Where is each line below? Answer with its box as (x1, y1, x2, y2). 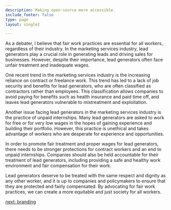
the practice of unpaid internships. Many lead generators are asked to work (5, 115, 165, 121)
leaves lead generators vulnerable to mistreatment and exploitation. (5, 99, 147, 106)
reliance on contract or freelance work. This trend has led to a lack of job (5, 77, 159, 83)
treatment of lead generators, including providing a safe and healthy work (5, 157, 161, 163)
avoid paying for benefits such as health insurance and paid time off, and (5, 94, 160, 100)
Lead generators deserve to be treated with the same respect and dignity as (5, 173, 166, 179)
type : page (5, 17, 29, 22)
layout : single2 (5, 22, 40, 27)
